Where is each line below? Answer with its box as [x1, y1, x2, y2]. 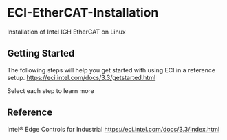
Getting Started [7, 48, 75, 59]
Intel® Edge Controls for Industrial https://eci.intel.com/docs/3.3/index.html [7, 125, 220, 133]
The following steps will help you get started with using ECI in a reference [7, 66, 215, 74]
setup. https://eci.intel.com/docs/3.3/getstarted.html [7, 73, 156, 81]
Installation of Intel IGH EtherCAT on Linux [7, 28, 126, 36]
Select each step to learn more [7, 86, 94, 94]
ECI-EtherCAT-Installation [7, 5, 159, 21]
